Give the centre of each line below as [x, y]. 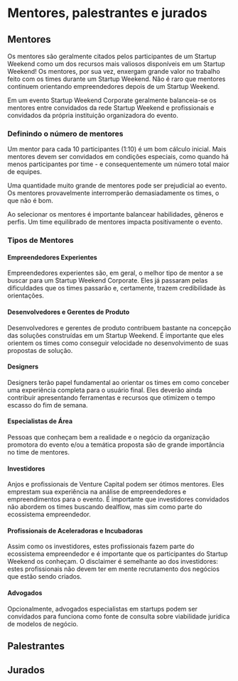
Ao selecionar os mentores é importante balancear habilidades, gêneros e [115, 214]
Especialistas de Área [40, 421]
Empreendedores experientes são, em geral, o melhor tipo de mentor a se [115, 273]
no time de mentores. [38, 452]
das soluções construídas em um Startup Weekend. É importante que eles [116, 335]
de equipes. [25, 172]
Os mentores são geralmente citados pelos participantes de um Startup [112, 56]
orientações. [26, 295]
